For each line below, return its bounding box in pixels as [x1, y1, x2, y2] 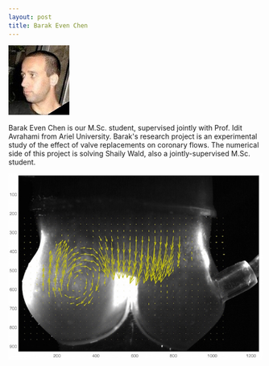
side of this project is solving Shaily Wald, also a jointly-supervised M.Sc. [8, 148, 251, 158]
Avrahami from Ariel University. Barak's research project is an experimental [8, 131, 258, 141]
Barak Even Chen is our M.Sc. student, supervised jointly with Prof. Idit [8, 123, 243, 132]
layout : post [8, 13, 52, 21]
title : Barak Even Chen [8, 21, 89, 30]
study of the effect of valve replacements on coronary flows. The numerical [8, 139, 259, 149]
